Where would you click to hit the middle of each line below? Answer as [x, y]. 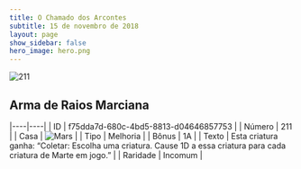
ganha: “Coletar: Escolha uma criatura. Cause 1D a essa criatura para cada [148, 146]
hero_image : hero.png [50, 51]
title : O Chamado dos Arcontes [68, 18]
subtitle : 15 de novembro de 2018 [74, 26]
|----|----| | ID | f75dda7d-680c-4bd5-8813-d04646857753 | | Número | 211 [151, 126]
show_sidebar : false [48, 43]
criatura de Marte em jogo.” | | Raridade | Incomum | [106, 155]
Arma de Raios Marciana [79, 105]
